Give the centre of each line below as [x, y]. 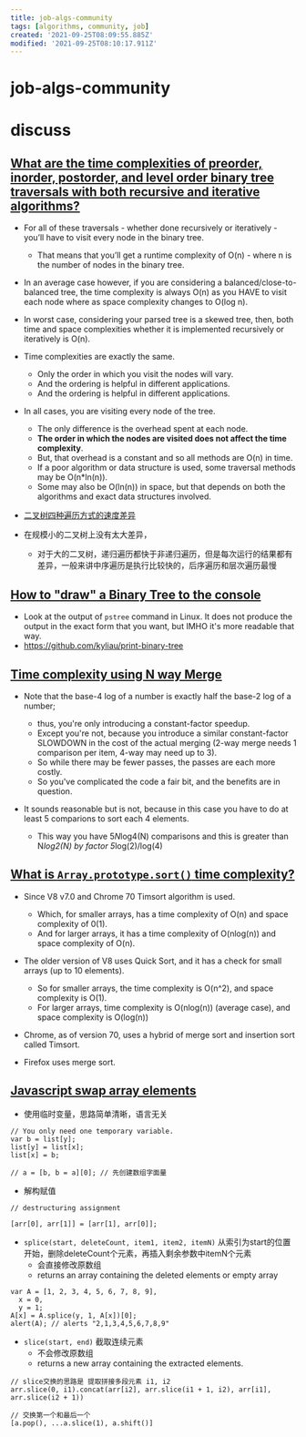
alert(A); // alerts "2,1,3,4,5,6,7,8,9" [90, 1323]
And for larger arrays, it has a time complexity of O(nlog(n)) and [157, 933]
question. [55, 791]
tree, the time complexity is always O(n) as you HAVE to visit [174, 292]
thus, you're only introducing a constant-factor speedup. [143, 724]
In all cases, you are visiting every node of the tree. [119, 412]
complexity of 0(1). [72, 923]
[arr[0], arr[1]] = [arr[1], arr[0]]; [84, 1224]
